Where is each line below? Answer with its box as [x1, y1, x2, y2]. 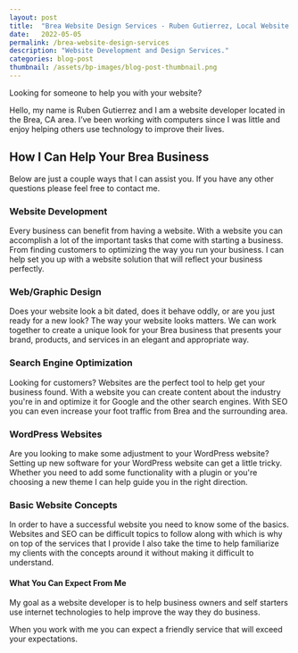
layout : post [9, 13, 58, 22]
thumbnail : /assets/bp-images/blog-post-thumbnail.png [9, 63, 218, 72]
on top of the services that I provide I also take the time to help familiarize [9, 538, 279, 549]
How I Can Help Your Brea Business [9, 149, 210, 165]
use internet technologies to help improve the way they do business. [9, 607, 261, 617]
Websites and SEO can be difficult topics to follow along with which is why [9, 529, 283, 540]
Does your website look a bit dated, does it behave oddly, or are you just [9, 306, 275, 317]
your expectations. [9, 633, 79, 644]
